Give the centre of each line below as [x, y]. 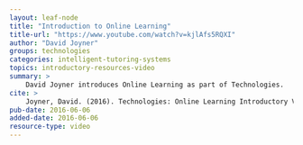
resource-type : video [50, 127]
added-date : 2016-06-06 [54, 118]
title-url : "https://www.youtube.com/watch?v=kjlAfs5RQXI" [123, 34]
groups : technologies [50, 51]
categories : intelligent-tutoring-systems [90, 59]
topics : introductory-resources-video [82, 68]
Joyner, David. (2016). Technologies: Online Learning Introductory [157, 101]
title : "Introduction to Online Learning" [90, 26]
